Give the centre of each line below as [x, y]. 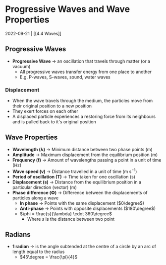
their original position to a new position [52, 106]
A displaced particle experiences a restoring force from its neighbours [84, 117]
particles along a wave [35, 198]
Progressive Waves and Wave [68, 9]
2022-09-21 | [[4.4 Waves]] [33, 33]
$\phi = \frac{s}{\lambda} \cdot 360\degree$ [66, 214]
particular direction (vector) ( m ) [44, 187]
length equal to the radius [38, 252]
